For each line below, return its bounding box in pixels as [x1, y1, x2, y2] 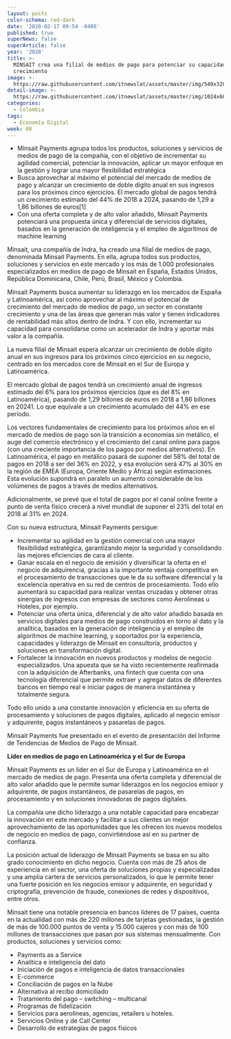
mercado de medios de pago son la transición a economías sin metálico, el [7, 431, 219, 439]
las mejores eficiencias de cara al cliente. [16, 551, 135, 559]
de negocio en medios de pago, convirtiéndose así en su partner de [7, 830, 199, 839]
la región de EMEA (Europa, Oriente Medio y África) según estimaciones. [7, 467, 213, 475]
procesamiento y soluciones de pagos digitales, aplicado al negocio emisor [7, 711, 221, 719]
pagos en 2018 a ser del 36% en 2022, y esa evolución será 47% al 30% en [7, 460, 223, 469]
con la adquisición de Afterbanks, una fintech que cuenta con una [16, 668, 204, 677]
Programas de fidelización [16, 1002, 91, 1010]
